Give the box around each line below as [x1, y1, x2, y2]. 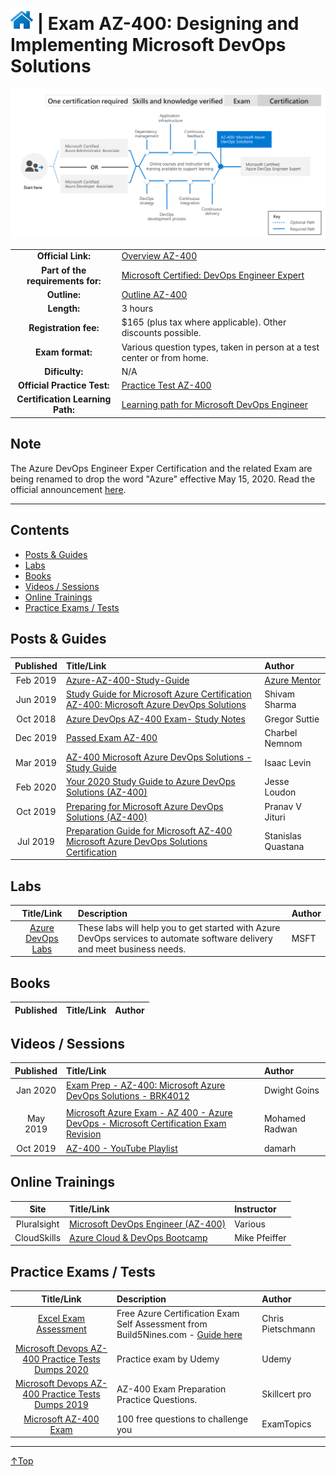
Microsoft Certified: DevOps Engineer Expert [121, 269, 305, 282]
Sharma [264, 699, 297, 711]
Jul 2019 [17, 835, 55, 847]
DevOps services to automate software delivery [77, 932, 273, 944]
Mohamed [263, 1112, 307, 1124]
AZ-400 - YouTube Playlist [66, 1142, 178, 1154]
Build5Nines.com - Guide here [116, 1328, 243, 1340]
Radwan [263, 1123, 298, 1135]
